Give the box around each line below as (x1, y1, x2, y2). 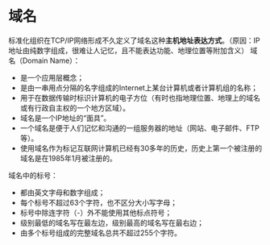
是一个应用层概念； (19, 73, 85, 82)
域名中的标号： (8, 170, 58, 180)
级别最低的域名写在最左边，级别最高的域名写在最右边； (19, 218, 204, 227)
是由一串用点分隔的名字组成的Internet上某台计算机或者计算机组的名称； (19, 82, 258, 93)
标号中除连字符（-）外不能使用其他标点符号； (19, 207, 172, 218)
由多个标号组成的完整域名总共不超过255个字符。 (19, 227, 181, 238)
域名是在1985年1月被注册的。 (19, 153, 117, 163)
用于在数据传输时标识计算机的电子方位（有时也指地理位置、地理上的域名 (19, 93, 260, 102)
